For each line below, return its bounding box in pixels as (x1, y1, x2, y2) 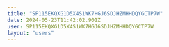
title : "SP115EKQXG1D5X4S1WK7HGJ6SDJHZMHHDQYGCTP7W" (7, 10, 163, 17)
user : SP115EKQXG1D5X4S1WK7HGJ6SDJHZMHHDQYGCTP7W (7, 23, 154, 30)
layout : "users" (7, 29, 54, 37)
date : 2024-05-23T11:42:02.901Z (7, 17, 101, 23)
